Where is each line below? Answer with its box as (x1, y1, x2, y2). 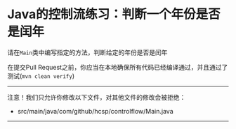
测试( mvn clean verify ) (7, 71, 75, 80)
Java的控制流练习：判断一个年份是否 (7, 6, 221, 22)
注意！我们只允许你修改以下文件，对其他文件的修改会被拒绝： (7, 93, 186, 101)
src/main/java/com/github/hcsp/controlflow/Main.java (17, 107, 173, 115)
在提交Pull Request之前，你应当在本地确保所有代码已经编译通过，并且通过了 (7, 63, 228, 71)
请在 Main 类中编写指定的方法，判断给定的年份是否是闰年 (7, 48, 168, 56)
